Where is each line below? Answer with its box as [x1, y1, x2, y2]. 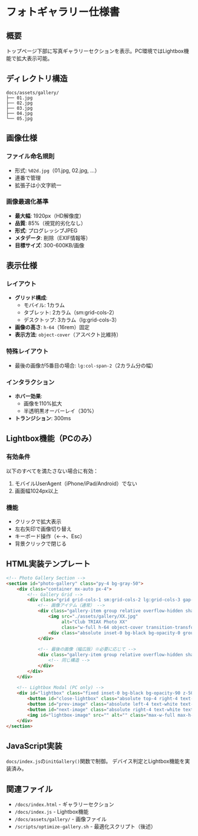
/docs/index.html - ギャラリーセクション [14, 801, 114, 808]
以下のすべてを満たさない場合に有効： [6, 467, 99, 474]
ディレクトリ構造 [6, 74, 68, 84]
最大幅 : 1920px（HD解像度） [14, 212, 84, 219]
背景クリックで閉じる [14, 540, 67, 548]
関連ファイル [6, 784, 53, 794]
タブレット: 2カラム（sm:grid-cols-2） [23, 309, 118, 316]
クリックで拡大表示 [14, 518, 62, 525]
